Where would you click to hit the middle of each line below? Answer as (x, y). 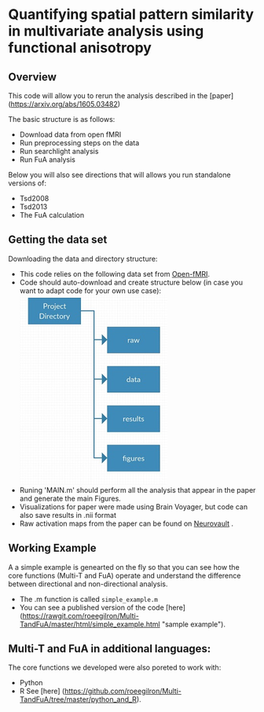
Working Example (52, 548)
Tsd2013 (33, 207)
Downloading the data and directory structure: (83, 259)
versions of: (27, 183)
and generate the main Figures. (70, 498)
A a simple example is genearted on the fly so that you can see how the (124, 567)
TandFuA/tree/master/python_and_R (78, 699)
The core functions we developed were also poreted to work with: (115, 668)
